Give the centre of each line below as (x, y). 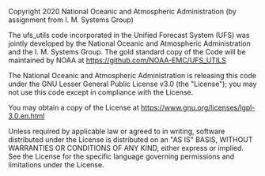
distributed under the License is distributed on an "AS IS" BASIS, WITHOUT (131, 140)
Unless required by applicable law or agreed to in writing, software (117, 131)
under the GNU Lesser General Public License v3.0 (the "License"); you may (132, 84)
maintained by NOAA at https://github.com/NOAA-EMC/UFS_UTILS (117, 60)
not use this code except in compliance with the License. (101, 92)
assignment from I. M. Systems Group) (71, 20)
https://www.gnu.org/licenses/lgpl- (198, 107)
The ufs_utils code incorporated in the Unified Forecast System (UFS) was (129, 35)
